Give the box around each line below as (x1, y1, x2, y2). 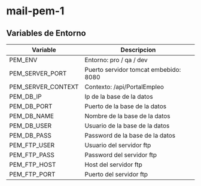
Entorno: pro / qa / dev (84, 56, 148, 64)
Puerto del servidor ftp (84, 170, 148, 178)
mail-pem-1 (6, 4, 65, 18)
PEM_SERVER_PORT (9, 69, 67, 77)
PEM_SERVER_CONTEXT (9, 83, 79, 91)
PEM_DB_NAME (9, 112, 54, 120)
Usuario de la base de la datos (84, 121, 170, 130)
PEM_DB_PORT (9, 102, 53, 110)
